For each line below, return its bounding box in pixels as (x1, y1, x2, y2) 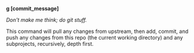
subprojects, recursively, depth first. (6, 41, 94, 47)
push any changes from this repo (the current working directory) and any (6, 34, 183, 41)
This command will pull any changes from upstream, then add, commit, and (6, 28, 189, 35)
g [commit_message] (6, 5, 59, 12)
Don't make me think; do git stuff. (6, 16, 87, 23)
